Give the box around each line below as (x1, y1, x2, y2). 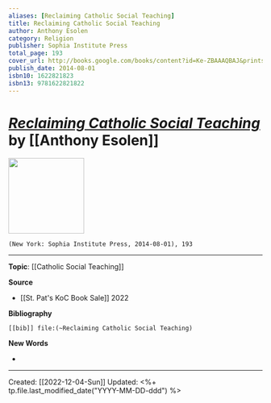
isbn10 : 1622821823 (8, 72, 74, 80)
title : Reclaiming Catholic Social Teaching (8, 19, 161, 27)
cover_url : (8, 57, 45, 65)
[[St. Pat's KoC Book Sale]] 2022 (19, 293, 129, 303)
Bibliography (8, 309, 52, 318)
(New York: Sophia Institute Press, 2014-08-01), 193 (8, 240, 194, 248)
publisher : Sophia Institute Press (8, 42, 128, 50)
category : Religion (8, 34, 74, 43)
